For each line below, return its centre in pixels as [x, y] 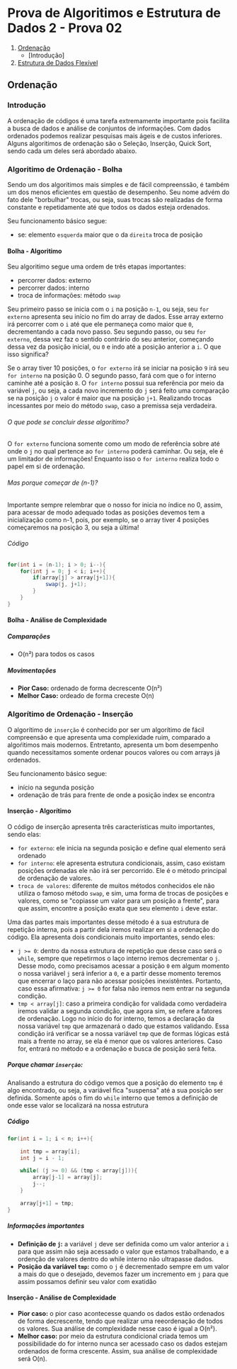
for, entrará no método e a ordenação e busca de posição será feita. [117, 1048]
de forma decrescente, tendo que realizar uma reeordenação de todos [120, 1321]
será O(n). [32, 1358]
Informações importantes [46, 1226]
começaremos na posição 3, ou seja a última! [73, 527]
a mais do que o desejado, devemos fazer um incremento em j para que [123, 1274]
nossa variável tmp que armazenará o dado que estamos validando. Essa [123, 1026]
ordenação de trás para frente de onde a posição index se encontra [116, 794]
